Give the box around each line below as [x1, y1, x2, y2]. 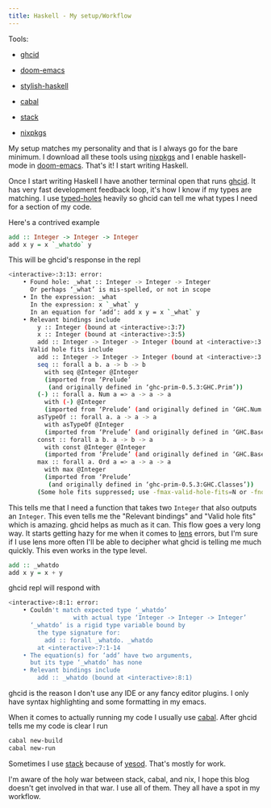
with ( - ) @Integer [44, 398, 106, 406]
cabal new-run [8, 743, 56, 752]
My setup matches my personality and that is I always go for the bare [8, 143, 238, 153]
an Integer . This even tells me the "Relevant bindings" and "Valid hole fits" [8, 511, 256, 521]
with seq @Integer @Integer [44, 368, 139, 376]
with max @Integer [44, 465, 106, 474]
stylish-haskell [19, 81, 69, 90]
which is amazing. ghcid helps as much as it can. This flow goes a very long [8, 519, 261, 529]
